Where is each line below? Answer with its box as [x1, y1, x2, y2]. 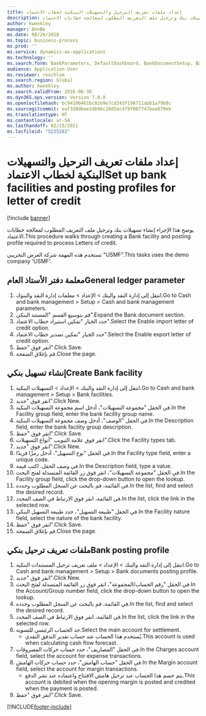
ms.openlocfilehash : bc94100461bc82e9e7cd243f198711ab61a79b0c [7, 100, 172, 106]
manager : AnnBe [7, 26, 46, 32]
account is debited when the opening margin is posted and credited [24, 678, 196, 686]
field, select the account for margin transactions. [15, 665, 139, 673]
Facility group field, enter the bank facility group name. [15, 410, 155, 417]
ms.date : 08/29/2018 [7, 32, 60, 38]
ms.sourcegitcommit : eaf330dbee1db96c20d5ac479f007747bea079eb [7, 105, 172, 112]
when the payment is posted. [24, 685, 98, 692]
